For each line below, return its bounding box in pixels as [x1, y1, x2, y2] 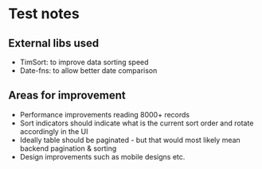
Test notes [8, 5, 80, 23]
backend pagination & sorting [19, 144, 117, 153]
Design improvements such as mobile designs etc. [19, 152, 186, 161]
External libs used [8, 36, 100, 50]
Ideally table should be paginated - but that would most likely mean [19, 135, 240, 144]
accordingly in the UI [19, 126, 88, 136]
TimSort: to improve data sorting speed [19, 57, 149, 67]
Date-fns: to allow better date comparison [19, 66, 158, 75]
